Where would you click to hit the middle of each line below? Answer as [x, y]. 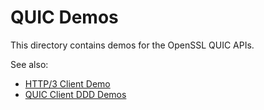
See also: [29, 64]
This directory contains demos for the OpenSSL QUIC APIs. [132, 45]
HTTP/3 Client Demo [67, 83]
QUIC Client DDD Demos [75, 94]
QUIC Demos [64, 17]
